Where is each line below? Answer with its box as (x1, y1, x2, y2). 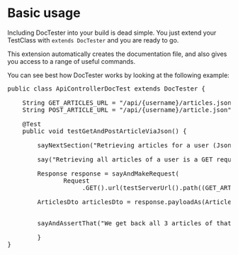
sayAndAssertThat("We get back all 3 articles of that (37, 219, 232, 227)
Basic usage (7, 5, 81, 21)
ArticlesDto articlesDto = (37, 198, 131, 206)
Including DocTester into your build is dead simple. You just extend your (7, 28, 217, 37)
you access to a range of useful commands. (7, 57, 136, 65)
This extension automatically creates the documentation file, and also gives (7, 50, 227, 58)
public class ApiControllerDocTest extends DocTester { (7, 84, 205, 93)
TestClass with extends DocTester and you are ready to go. (7, 35, 179, 44)
